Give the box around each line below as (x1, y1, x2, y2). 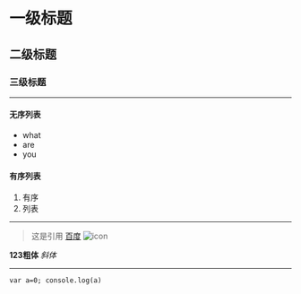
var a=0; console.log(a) (9, 276, 102, 285)
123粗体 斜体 (9, 250, 56, 261)
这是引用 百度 (30, 230, 82, 242)
